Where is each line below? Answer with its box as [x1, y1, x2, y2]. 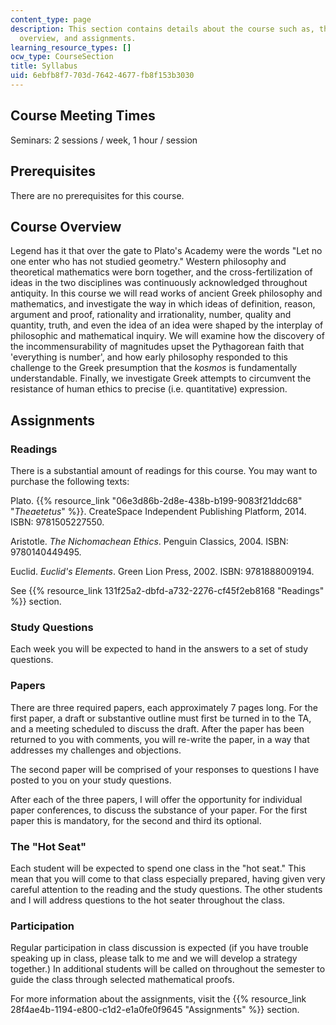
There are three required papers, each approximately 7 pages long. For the [10, 701, 318, 713]
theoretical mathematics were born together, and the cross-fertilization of [10, 266, 313, 278]
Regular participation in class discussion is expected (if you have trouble [10, 942, 309, 954]
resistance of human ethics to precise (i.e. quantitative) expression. [10, 383, 288, 395]
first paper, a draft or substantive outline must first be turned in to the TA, [10, 712, 312, 724]
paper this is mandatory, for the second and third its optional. [10, 814, 262, 826]
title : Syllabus [10, 61, 78, 71]
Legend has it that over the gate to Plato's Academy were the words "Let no [10, 245, 323, 257]
